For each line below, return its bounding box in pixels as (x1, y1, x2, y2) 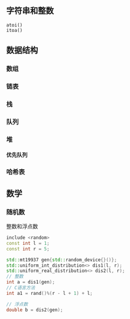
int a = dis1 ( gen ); (6, 279, 55, 285)
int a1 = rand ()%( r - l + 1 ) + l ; (6, 290, 93, 296)
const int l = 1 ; (6, 240, 50, 246)
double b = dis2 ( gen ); (6, 306, 63, 313)
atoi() (6, 22, 23, 28)
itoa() (6, 27, 23, 33)
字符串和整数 (6, 5, 54, 16)
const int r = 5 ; (6, 246, 50, 252)
